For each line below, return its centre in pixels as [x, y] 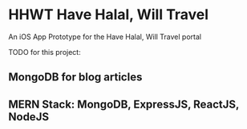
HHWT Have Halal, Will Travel [109, 15]
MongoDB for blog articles [75, 77]
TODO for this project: [45, 52]
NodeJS [29, 117]
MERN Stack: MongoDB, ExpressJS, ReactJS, [123, 104]
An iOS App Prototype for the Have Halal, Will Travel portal [105, 37]
